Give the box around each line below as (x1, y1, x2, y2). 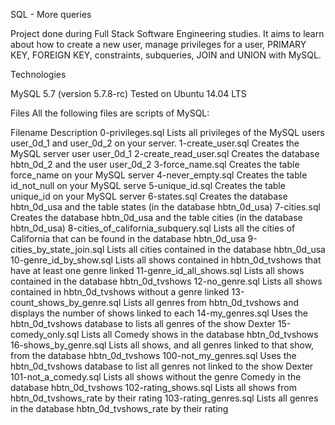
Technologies (10, 69, 67, 80)
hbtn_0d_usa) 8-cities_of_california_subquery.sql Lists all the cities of (10, 222, 296, 234)
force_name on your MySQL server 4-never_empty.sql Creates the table (10, 169, 308, 181)
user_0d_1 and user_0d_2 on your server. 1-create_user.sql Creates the (10, 137, 300, 149)
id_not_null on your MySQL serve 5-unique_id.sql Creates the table (10, 180, 286, 191)
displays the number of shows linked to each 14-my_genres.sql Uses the (10, 307, 308, 319)
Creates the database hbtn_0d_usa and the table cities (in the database (10, 212, 303, 223)
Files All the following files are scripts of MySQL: (10, 107, 210, 119)
